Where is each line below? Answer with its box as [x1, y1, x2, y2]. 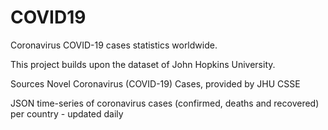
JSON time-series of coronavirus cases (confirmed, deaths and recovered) [10, 97, 320, 109]
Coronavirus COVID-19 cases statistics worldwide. [10, 39, 218, 51]
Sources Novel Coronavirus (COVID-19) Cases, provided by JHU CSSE [10, 77, 301, 90]
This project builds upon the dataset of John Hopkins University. [10, 58, 276, 70]
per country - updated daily [10, 107, 124, 120]
